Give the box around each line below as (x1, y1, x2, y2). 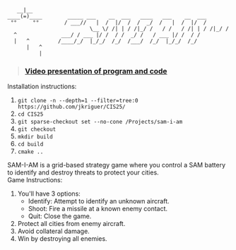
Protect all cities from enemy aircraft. (17, 220, 126, 228)
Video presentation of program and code (24, 66, 167, 76)
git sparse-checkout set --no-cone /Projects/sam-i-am (17, 119, 183, 126)
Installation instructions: (7, 82, 77, 91)
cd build (17, 141, 44, 148)
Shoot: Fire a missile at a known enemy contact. (28, 205, 168, 213)
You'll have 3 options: (17, 189, 81, 198)
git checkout (17, 126, 57, 133)
